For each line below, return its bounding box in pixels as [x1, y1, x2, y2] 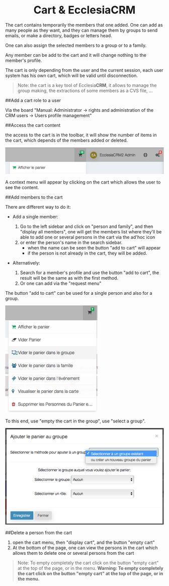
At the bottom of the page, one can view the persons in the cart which [12, 544, 158, 551]
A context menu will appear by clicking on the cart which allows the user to [5, 179, 161, 185]
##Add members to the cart [5, 194, 63, 200]
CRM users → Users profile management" [5, 112, 92, 118]
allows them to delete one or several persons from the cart [12, 550, 134, 556]
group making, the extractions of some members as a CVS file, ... [17, 88, 153, 94]
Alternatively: [12, 260, 40, 266]
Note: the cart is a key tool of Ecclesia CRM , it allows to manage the [17, 82, 157, 88]
